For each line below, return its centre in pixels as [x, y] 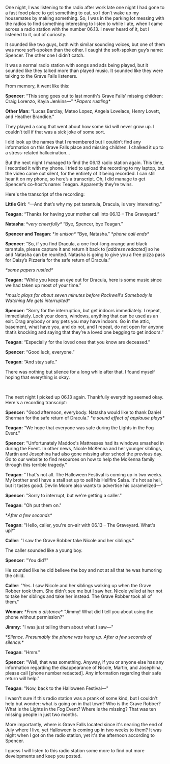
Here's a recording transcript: [36, 402]
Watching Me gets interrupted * [38, 300]
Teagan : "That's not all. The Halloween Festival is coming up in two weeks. [84, 474]
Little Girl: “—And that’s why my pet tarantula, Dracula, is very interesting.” [83, 204]
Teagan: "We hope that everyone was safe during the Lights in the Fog [80, 428]
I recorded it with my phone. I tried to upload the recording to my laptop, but [85, 168]
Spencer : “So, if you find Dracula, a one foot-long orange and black [76, 244]
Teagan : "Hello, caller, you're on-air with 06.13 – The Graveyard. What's [80, 525]
